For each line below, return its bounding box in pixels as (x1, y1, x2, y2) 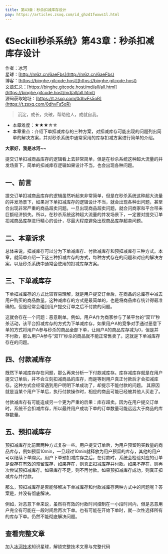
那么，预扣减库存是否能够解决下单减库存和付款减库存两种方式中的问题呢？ (5, 484, 158, 490)
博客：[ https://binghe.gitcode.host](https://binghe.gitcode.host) (5, 78, 137, 84)
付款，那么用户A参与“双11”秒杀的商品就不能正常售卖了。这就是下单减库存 (9, 333, 160, 339)
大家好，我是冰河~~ (5, 145, 46, 151)
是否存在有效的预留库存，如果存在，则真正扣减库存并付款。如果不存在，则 (5, 461, 158, 467)
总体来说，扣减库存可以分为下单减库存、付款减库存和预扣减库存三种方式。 (5, 248, 158, 254)
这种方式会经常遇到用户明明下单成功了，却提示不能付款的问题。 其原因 (13, 382, 160, 388)
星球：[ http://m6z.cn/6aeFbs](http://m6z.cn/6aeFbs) (5, 71, 114, 78)
